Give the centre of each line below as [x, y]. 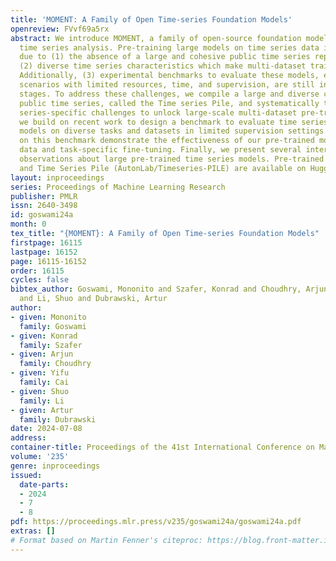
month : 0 [28, 224]
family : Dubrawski [58, 419]
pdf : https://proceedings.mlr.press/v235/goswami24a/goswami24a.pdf [156, 522]
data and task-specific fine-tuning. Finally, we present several [160, 150]
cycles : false [40, 280]
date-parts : [44, 484]
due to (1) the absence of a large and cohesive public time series [165, 57]
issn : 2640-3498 [44, 206]
